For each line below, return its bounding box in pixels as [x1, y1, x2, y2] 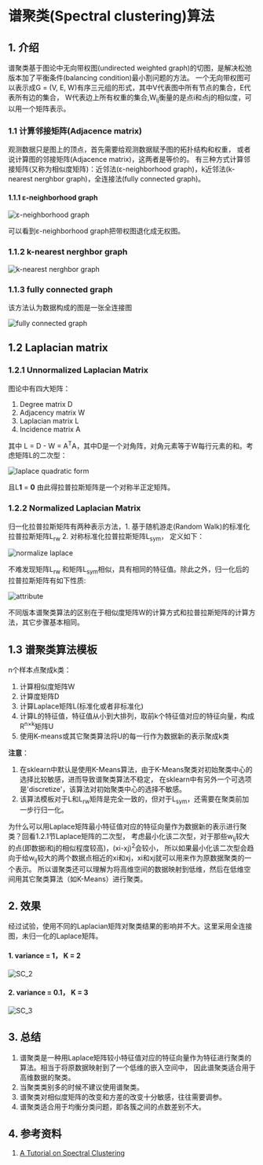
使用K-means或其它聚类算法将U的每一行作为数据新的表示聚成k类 [19, 731, 230, 741]
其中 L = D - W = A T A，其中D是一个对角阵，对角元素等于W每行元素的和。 [8, 439, 247, 450]
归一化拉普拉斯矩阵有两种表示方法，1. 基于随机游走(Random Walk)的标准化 [8, 522, 250, 531]
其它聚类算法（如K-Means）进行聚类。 [21, 874, 148, 884]
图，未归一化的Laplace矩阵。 [8, 932, 103, 941]
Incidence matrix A [19, 424, 81, 434]
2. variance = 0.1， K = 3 [8, 987, 89, 998]
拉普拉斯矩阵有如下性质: [8, 576, 86, 585]
